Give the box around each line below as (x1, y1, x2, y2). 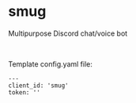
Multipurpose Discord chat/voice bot (8, 29, 128, 38)
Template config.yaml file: (8, 59, 93, 69)
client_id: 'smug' (8, 82, 69, 90)
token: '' (8, 88, 41, 97)
